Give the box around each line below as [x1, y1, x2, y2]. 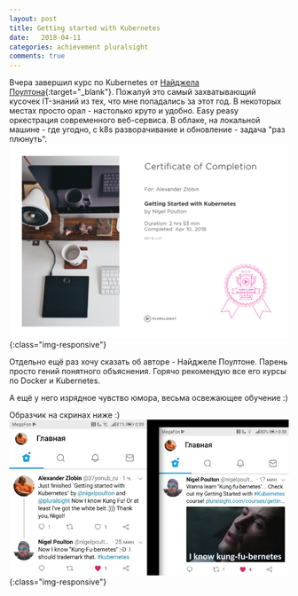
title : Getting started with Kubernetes [9, 23, 161, 33]
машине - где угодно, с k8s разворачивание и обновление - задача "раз [9, 124, 286, 135]
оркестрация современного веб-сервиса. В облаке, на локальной [9, 115, 261, 126]
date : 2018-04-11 [9, 33, 82, 42]
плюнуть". [9, 134, 48, 145]
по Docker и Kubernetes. [9, 375, 100, 386]
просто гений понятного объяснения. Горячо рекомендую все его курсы [9, 366, 286, 377]
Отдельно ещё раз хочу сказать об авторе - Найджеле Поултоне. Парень [9, 357, 288, 367]
